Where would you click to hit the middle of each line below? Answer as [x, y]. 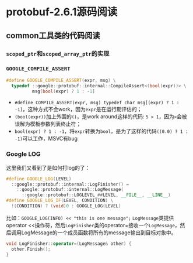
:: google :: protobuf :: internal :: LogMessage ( [70, 190]
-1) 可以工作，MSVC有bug [46, 139]
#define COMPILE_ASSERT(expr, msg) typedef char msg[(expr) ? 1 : [97, 103]
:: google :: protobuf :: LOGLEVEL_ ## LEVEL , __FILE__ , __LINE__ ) [96, 195]
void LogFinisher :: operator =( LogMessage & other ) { [69, 244]
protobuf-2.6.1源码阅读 [62, 12]
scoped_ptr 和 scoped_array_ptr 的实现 [58, 53]
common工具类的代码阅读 [53, 35]
